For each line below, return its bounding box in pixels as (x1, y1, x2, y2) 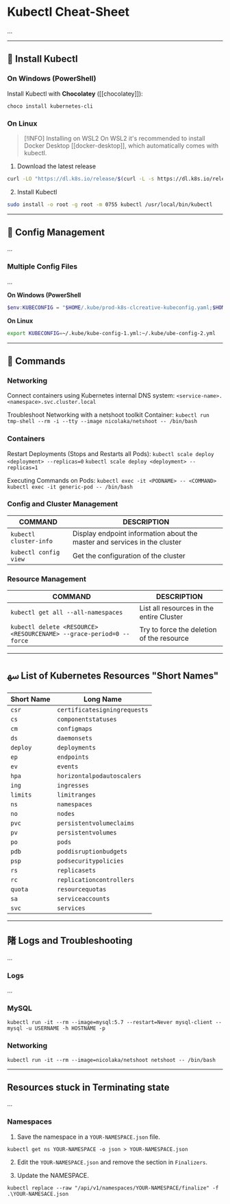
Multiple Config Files (7, 262, 77, 271)
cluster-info (10, 537, 53, 545)
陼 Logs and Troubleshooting (7, 935, 133, 946)
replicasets (57, 866, 96, 874)
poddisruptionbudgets (57, 848, 128, 855)
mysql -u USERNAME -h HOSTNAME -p (7, 1025, 106, 1032)
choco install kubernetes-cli (7, 102, 94, 110)
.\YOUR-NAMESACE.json (7, 1190, 69, 1197)
